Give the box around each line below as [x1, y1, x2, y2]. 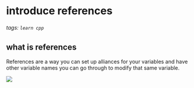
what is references [6, 43, 77, 53]
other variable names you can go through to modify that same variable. [6, 64, 180, 71]
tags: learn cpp [6, 24, 44, 31]
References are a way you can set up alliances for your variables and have [6, 58, 188, 65]
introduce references [6, 4, 113, 18]
